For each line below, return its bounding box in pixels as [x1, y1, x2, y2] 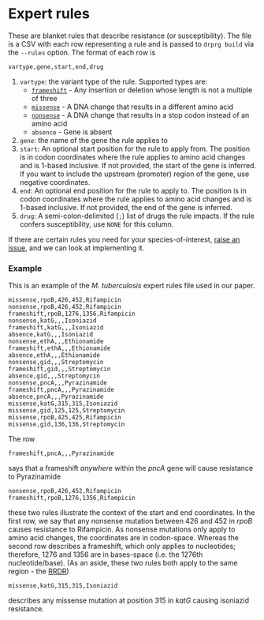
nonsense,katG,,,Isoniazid [8, 317, 97, 325]
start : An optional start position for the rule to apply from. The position [19, 144, 251, 153]
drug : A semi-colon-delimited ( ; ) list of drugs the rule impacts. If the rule [19, 211, 255, 220]
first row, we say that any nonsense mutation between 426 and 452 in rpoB [8, 517, 253, 526]
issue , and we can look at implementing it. [8, 242, 145, 253]
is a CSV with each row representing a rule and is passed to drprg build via [8, 39, 255, 48]
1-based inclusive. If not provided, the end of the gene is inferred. [19, 202, 232, 212]
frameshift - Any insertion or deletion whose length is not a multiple [31, 85, 253, 95]
